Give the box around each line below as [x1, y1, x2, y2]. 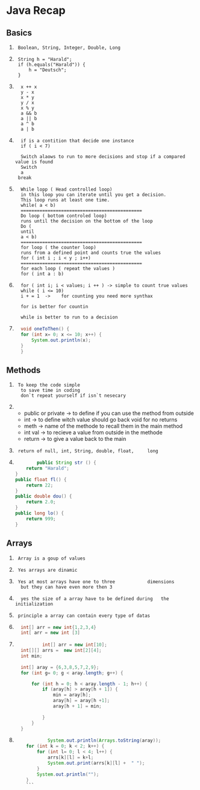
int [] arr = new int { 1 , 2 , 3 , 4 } [20, 624, 96, 630]
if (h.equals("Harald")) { [17, 62, 86, 68]
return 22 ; [26, 482, 54, 488]
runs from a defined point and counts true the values [20, 250, 161, 256]
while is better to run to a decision [20, 314, 118, 320]
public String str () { [37, 460, 96, 466]
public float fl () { [14, 476, 67, 482]
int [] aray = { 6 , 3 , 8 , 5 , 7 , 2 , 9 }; [20, 664, 99, 670]
